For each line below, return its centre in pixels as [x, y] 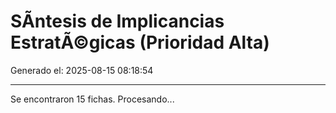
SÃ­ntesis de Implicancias [117, 21]
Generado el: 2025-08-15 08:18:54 [82, 70]
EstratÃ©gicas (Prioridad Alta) [140, 42]
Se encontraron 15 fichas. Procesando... [92, 99]
